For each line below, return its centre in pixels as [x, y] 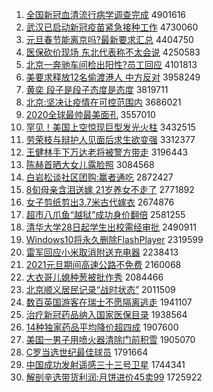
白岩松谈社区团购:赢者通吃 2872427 [99, 177]
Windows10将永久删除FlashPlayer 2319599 [114, 239]
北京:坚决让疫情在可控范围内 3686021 [103, 102]
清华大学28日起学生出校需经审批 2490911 [111, 227]
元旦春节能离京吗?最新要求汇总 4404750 [109, 39]
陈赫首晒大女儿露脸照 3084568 [90, 164]
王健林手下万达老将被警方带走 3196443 [107, 152]
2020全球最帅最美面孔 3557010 [90, 114]
